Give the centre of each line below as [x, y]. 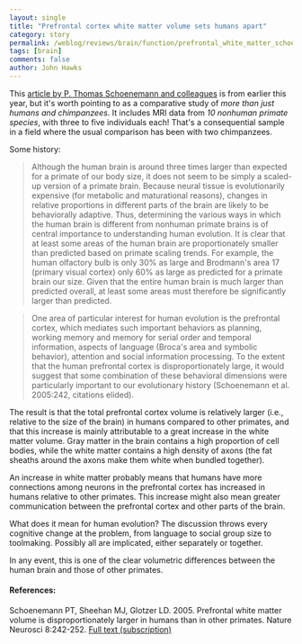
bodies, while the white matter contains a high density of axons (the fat [141, 450]
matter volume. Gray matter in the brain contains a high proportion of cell [145, 440]
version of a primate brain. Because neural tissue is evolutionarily [164, 186]
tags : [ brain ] [36, 51]
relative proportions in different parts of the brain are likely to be [150, 204]
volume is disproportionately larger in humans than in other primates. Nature [151, 620]
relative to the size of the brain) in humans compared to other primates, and [149, 422]
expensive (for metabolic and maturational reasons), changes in [149, 195]
